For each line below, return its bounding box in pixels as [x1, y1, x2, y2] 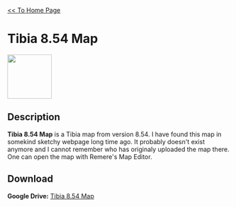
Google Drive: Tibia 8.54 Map [7, 191, 94, 200]
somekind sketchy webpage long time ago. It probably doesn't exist [7, 137, 206, 146]
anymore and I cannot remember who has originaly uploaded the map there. [7, 145, 230, 153]
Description [7, 111, 60, 123]
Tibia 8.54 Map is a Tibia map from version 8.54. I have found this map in [7, 130, 222, 138]
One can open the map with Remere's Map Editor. [7, 152, 152, 161]
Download [7, 173, 53, 185]
